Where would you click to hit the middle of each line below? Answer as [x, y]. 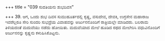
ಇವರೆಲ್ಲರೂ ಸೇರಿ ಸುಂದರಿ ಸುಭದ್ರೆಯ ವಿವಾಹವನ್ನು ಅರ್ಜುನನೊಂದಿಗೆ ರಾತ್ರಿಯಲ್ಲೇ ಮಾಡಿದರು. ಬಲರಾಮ [77, 22]
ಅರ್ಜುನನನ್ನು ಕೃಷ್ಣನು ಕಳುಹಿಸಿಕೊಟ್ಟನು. [33, 33]
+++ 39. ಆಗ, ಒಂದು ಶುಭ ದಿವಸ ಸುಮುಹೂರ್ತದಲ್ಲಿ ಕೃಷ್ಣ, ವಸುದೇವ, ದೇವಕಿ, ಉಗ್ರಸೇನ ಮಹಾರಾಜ [77, 17]
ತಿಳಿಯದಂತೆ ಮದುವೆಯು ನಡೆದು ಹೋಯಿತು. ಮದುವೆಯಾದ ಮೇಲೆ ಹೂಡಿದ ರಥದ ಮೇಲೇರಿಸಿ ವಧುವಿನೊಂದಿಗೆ [82, 27]
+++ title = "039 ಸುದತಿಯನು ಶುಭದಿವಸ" [39, 7]
